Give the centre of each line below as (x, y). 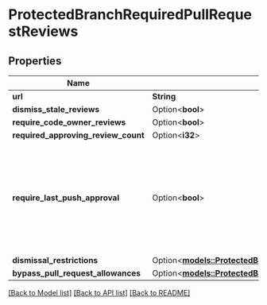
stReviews (43, 31)
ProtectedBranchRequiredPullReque (130, 15)
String (164, 97)
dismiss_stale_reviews (56, 109)
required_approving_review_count (78, 135)
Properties (35, 61)
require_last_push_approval (66, 198)
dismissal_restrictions (55, 260)
